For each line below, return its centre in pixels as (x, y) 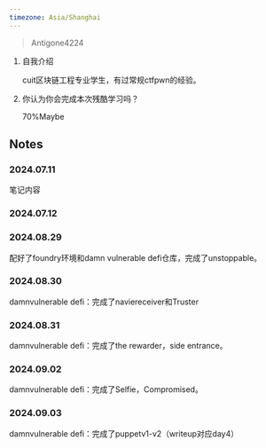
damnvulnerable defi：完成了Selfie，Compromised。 (106, 389)
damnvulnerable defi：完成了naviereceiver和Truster (104, 302)
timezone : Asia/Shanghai (55, 17)
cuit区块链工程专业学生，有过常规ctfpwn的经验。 (111, 80)
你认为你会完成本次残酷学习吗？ (80, 98)
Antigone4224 (57, 43)
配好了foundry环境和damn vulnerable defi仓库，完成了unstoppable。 (136, 257)
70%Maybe (43, 116)
